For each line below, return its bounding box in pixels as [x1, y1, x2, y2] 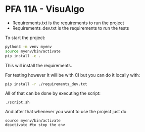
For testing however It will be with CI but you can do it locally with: [5, 72, 140, 78]
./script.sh [5, 100, 30, 105]
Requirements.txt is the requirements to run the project [12, 20, 125, 26]
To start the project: [5, 35, 46, 41]
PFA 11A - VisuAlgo [5, 3, 85, 15]
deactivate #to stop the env [5, 123, 65, 128]
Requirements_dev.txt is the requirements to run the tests [12, 25, 129, 31]
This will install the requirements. [5, 62, 73, 68]
